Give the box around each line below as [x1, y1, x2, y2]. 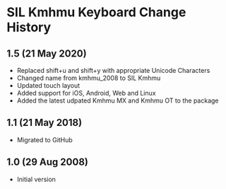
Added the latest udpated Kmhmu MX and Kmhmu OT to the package [16, 96, 220, 105]
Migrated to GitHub [16, 135, 73, 144]
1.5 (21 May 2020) [6, 47, 87, 59]
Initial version [16, 175, 56, 183]
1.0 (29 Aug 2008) [6, 156, 89, 168]
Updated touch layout [16, 81, 81, 89]
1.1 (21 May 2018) [6, 117, 83, 129]
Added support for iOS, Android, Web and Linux [16, 89, 156, 97]
